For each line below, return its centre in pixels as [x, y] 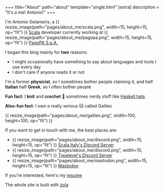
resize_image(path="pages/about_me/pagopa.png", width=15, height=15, [79, 37]
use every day [26, 67]
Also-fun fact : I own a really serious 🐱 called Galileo [59, 106]
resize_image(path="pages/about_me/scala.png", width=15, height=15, [76, 27]
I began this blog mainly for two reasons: [47, 52]
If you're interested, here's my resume [44, 175]
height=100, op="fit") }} [29, 121]
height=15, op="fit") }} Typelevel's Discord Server [62, 155]
